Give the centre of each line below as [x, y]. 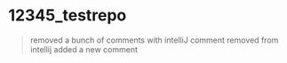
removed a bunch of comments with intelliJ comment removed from [154, 40]
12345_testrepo [68, 16]
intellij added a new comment [84, 49]
